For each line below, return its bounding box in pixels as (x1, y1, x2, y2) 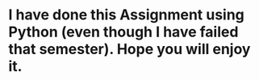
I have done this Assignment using (8, 6, 244, 24)
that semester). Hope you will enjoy (8, 40, 251, 58)
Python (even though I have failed (8, 23, 239, 41)
